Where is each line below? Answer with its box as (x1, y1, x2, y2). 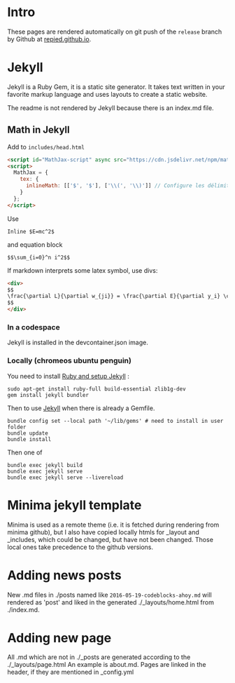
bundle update (7, 429, 49, 437)
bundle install (7, 435, 52, 442)
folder (7, 424, 27, 431)
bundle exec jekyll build (7, 461, 83, 468)
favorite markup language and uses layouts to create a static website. (7, 90, 208, 98)
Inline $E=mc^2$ (7, 228, 55, 235)
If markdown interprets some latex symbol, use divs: (7, 266, 158, 274)
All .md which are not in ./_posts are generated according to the (7, 653, 191, 661)
